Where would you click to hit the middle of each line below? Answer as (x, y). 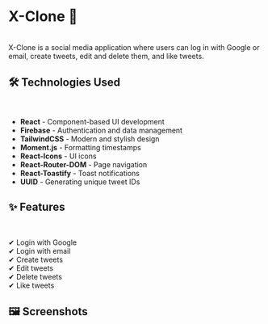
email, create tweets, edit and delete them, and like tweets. (106, 56)
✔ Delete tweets (36, 276)
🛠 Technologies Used (65, 83)
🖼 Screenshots (48, 311)
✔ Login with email (40, 250)
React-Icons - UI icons (58, 156)
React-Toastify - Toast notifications (80, 173)
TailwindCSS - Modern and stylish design (90, 139)
